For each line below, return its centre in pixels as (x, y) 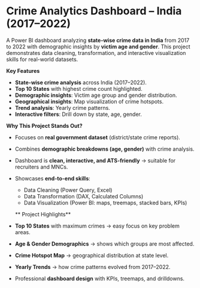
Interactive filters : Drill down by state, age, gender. (78, 114)
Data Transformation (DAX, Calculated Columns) (84, 196)
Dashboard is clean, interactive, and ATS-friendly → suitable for (95, 160)
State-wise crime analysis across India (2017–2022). (81, 82)
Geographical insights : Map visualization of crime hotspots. (89, 101)
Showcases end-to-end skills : (53, 178)
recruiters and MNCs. (41, 167)
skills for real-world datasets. (42, 59)
